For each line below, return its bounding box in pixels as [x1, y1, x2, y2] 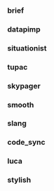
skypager [7, 81, 41, 91]
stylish [7, 175, 32, 185]
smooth [7, 100, 34, 110]
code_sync [7, 138, 46, 147]
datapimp [7, 24, 41, 34]
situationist [7, 43, 47, 53]
